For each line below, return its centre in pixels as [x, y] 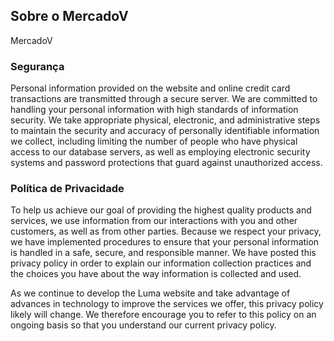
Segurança [37, 66]
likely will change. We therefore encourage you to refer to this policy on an [163, 315]
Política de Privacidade [67, 189]
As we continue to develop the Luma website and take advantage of [150, 293]
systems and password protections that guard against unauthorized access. [166, 163]
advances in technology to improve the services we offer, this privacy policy [167, 304]
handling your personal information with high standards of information [154, 110]
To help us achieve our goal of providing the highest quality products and [161, 210]
